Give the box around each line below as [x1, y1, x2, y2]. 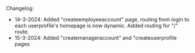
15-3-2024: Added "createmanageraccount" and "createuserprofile [14, 35, 177, 41]
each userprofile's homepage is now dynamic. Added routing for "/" [14, 22, 178, 29]
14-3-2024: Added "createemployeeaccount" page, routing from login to [14, 16, 190, 22]
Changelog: [6, 5, 34, 12]
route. [14, 28, 29, 35]
